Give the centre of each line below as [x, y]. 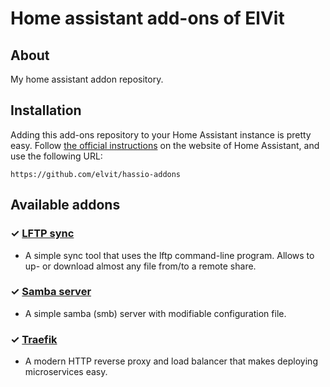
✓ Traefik [34, 339]
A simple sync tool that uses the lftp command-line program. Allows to [169, 255]
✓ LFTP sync [42, 234]
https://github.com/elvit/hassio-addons [96, 174]
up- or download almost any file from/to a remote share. [140, 266]
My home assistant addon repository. [87, 79]
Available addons [65, 205]
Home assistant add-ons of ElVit [147, 18]
